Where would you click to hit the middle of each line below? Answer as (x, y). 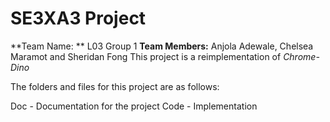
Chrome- (301, 56)
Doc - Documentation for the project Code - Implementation (134, 106)
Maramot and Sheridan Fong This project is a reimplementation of (146, 56)
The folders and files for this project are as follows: (115, 86)
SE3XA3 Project (78, 18)
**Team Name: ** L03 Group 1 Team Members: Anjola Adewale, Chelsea (162, 46)
